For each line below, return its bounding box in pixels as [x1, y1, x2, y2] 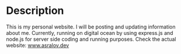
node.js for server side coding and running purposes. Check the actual [6, 35, 176, 42]
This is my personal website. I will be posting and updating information [6, 23, 176, 30]
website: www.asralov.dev [6, 42, 69, 49]
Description [6, 4, 64, 17]
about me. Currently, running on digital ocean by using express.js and [6, 29, 173, 36]
